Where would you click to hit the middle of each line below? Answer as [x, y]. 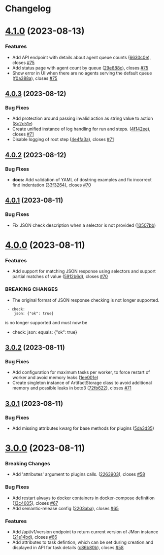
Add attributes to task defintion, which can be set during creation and [83, 542]
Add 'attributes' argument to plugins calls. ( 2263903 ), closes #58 [79, 474]
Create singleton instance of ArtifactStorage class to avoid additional [82, 383]
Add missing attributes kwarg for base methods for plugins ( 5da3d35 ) [83, 428]
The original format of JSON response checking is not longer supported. [86, 300]
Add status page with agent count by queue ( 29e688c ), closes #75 [80, 68]
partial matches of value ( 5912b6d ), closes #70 [60, 277]
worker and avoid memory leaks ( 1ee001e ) [55, 378]
